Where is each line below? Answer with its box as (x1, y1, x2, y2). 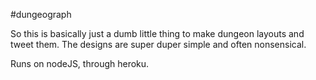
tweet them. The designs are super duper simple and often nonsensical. (10, 39, 307, 50)
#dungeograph (10, 9, 72, 20)
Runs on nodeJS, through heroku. (10, 58, 150, 69)
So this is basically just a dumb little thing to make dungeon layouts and (10, 28, 305, 39)
